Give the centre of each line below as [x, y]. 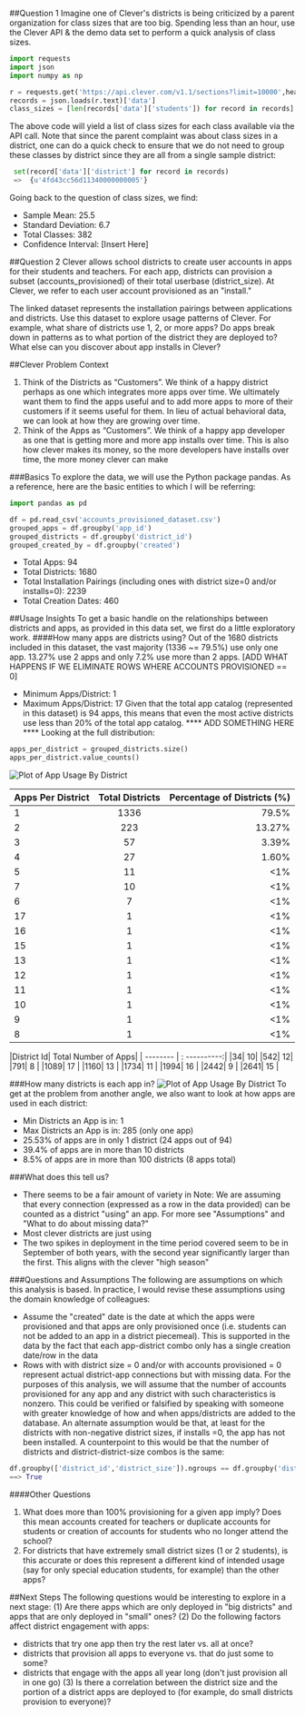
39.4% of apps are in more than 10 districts [103, 1150]
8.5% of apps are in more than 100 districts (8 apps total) [129, 1160]
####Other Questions [50, 1494]
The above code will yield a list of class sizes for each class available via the [152, 126]
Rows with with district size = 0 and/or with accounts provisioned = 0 [152, 1365]
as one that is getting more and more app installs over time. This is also [155, 440]
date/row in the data [60, 1355]
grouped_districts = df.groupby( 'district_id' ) [101, 536]
